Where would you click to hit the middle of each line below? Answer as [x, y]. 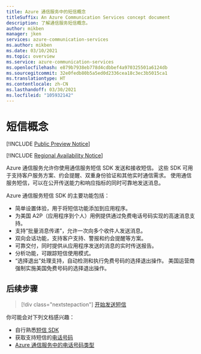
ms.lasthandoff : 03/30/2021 [41, 90]
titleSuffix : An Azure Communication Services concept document [88, 17]
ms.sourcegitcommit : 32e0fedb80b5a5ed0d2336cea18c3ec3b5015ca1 [87, 73]
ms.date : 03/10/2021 [32, 51]
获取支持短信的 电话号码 [44, 337]
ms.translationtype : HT [36, 78]
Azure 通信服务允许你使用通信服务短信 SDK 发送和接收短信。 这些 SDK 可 [97, 168]
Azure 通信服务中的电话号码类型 [55, 344]
